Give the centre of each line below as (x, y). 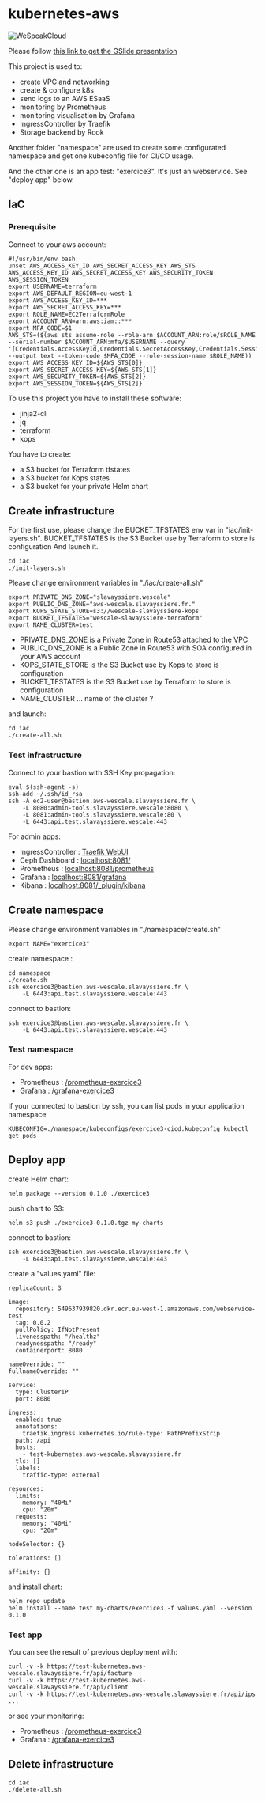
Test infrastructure (45, 755)
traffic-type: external (62, 1475)
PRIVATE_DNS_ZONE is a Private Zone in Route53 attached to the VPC (134, 640)
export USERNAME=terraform (52, 286)
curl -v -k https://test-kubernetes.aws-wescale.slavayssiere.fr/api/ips (132, 1694)
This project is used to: (45, 66)
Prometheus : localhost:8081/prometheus (87, 868)
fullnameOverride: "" (44, 1371)
